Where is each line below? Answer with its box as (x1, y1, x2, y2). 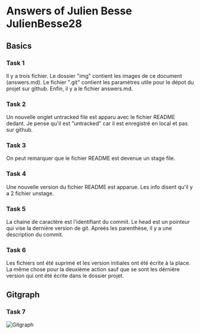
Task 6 (6, 245, 26, 254)
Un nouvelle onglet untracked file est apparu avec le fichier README (6, 114, 175, 121)
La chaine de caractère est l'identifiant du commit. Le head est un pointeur (6, 218, 190, 226)
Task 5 (6, 205, 26, 213)
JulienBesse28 (6, 17, 83, 31)
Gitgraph (6, 289, 40, 300)
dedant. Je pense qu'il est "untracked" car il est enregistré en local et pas (6, 120, 188, 127)
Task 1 (6, 59, 25, 67)
